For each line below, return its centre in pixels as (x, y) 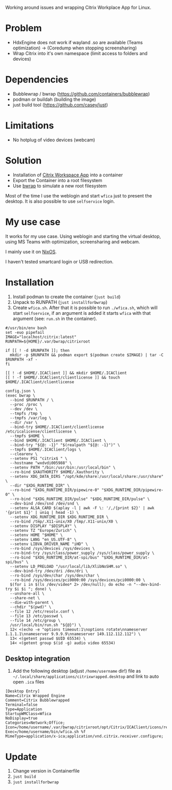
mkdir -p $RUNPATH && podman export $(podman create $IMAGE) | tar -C (87, 355)
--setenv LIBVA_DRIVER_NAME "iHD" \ (49, 544)
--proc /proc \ (26, 404)
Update (21, 757)
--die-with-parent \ (32, 602)
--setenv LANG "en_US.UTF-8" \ (43, 540)
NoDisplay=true (21, 719)
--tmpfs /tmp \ (26, 414)
